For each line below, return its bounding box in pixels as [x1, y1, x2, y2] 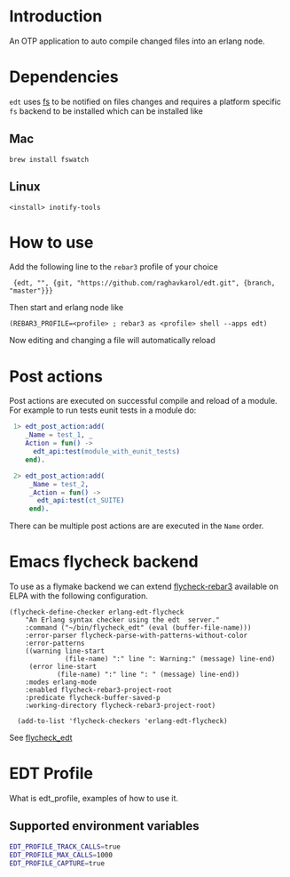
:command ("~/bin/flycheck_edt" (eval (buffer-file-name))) [25, 624, 252, 632]
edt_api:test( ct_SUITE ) [36, 496, 125, 505]
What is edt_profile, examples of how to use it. [9, 793, 179, 803]
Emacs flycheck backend [9, 551, 199, 572]
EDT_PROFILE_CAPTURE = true [9, 858, 105, 868]
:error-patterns [25, 639, 86, 648]
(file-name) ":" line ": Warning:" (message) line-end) [65, 655, 276, 664]
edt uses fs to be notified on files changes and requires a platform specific [9, 96, 282, 107]
